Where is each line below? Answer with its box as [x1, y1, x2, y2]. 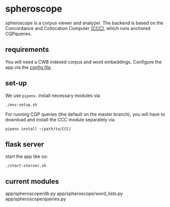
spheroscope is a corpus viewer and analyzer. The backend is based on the [5, 20, 163, 26]
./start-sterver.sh [5, 163, 47, 168]
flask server [5, 140, 44, 149]
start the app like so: [5, 153, 48, 160]
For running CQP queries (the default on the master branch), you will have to [5, 111, 165, 117]
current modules [5, 177, 59, 186]
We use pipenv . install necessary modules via [5, 92, 100, 98]
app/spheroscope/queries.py [5, 196, 66, 202]
